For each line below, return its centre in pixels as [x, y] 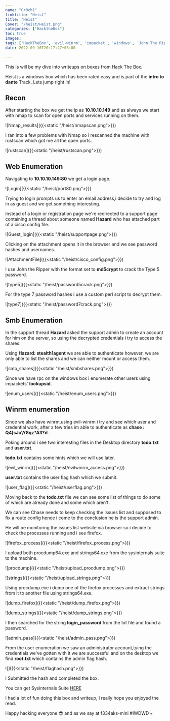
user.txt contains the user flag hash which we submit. [61, 477]
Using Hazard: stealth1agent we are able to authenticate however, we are [82, 353]
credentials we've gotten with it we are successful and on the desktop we [82, 653]
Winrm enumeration [37, 410]
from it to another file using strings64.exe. [49, 593]
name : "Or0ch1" [21, 10]
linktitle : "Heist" [26, 15]
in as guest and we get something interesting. [53, 204]
